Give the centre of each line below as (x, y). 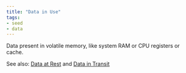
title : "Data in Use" (34, 12)
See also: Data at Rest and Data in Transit (58, 64)
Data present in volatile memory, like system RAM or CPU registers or (93, 46)
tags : (13, 17)
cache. (15, 52)
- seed (15, 23)
